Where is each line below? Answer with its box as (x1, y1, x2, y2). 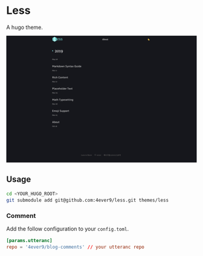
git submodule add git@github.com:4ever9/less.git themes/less (6, 197, 169, 203)
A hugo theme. (6, 24, 43, 31)
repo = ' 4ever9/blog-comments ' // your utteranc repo (6, 244, 145, 251)
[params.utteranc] (6, 238, 53, 244)
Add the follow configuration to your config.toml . (6, 225, 129, 232)
